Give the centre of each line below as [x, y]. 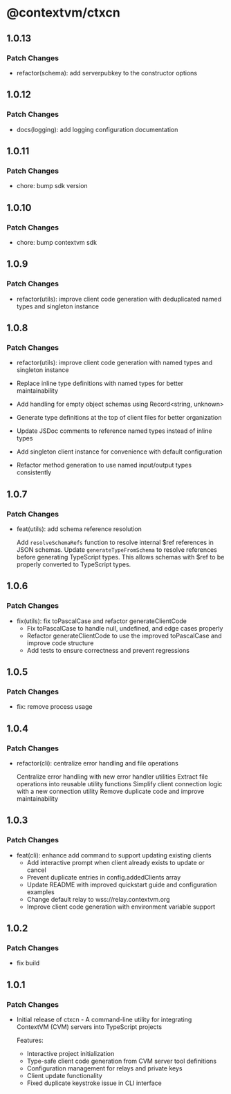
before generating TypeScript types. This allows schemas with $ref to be [120, 557]
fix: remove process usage [54, 707]
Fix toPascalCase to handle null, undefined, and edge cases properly [125, 628]
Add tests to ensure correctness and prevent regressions [108, 650]
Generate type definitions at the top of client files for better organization [119, 418]
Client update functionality [65, 1076]
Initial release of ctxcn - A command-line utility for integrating [104, 1020]
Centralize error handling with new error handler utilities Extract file [112, 777]
